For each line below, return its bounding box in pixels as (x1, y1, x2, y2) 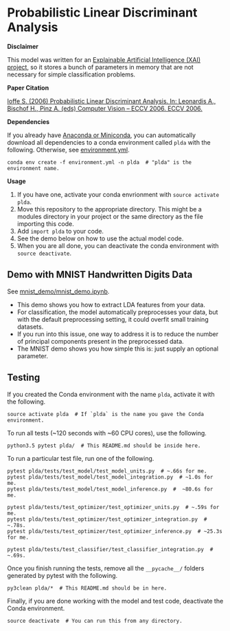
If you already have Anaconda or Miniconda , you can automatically (7, 131, 196, 139)
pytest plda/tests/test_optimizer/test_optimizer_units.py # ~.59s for (7, 504, 220, 510)
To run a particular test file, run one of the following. (7, 454, 154, 462)
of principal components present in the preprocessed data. (16, 337, 184, 345)
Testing (7, 372, 41, 384)
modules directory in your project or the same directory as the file (16, 212, 204, 220)
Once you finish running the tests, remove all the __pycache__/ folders (7, 563, 205, 572)
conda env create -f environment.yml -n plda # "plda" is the (7, 158, 192, 166)
